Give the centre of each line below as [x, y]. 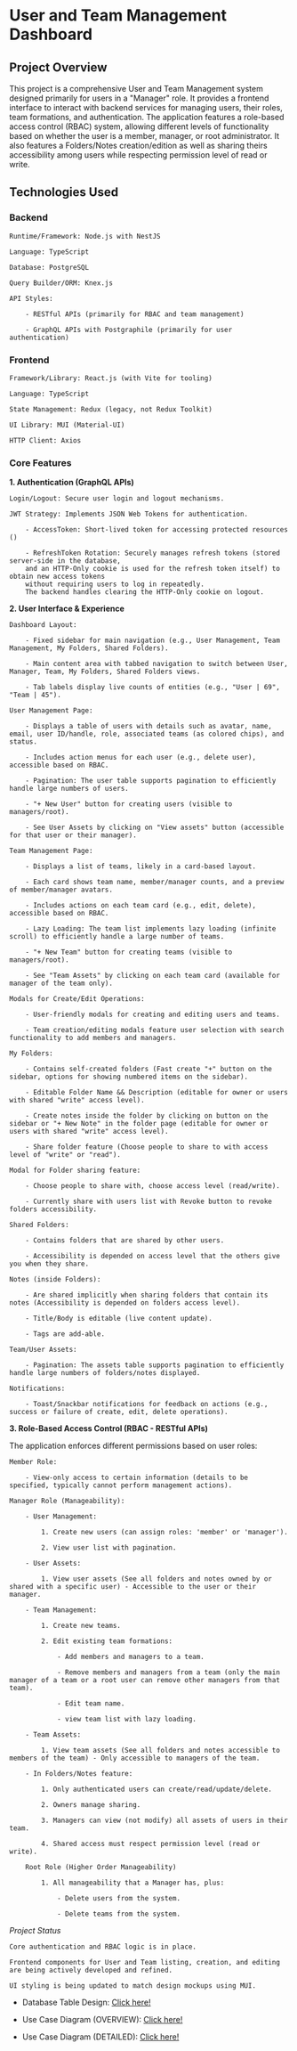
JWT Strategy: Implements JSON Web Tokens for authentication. [129, 514]
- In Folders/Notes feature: [79, 1774]
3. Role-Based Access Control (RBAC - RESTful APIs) [109, 1428]
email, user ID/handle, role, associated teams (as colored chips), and [147, 734]
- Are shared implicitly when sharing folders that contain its [147, 1295]
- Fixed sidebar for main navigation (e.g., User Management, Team [153, 641]
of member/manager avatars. [61, 890]
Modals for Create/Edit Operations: [77, 999]
